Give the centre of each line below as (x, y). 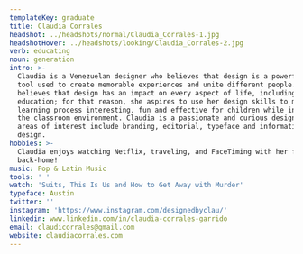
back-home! (38, 160)
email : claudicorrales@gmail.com (72, 227)
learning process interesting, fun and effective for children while (151, 110)
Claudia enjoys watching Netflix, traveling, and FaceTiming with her (153, 151)
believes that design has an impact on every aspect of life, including (157, 93)
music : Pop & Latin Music (58, 168)
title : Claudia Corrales (56, 26)
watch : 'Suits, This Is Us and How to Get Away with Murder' (127, 186)
